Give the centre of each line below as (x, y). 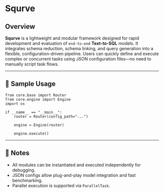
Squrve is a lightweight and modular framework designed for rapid (72, 38)
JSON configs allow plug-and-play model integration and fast (74, 175)
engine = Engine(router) (39, 125)
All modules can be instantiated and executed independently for (76, 165)
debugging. (24, 170)
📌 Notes (17, 153)
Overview (20, 27)
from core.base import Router (36, 95)
